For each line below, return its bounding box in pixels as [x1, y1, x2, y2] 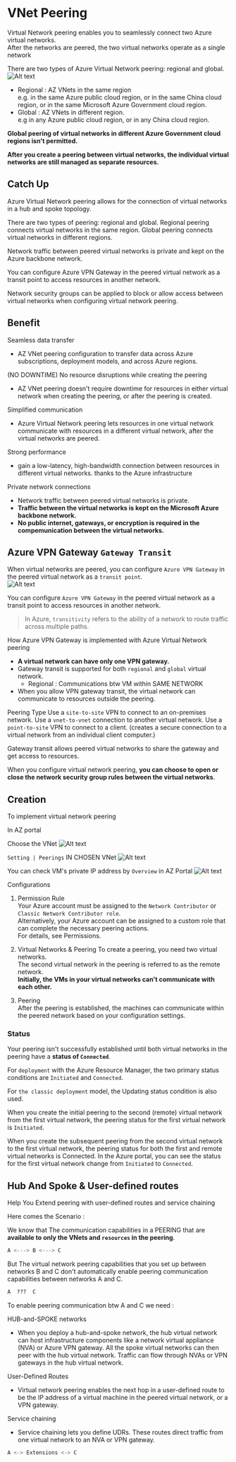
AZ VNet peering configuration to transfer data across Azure [17, 349, 194, 357]
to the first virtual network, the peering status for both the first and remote [7, 1144, 223, 1153]
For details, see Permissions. [17, 932, 101, 940]
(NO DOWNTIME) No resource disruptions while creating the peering [7, 370, 208, 379]
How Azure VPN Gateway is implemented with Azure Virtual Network [7, 636, 208, 644]
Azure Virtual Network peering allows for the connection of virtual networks [7, 197, 228, 205]
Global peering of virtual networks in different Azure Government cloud [7, 129, 221, 137]
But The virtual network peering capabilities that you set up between [7, 1260, 206, 1268]
